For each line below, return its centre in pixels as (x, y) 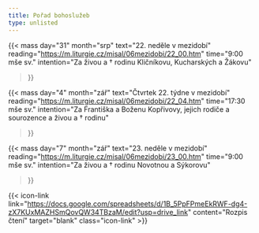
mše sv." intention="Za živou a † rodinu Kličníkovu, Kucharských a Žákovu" (130, 62)
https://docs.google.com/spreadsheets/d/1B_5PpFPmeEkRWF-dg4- (137, 203)
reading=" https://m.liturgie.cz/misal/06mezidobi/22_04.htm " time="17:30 (127, 101)
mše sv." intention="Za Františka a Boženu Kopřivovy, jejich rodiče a (119, 109)
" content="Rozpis (218, 212)
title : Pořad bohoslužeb (49, 15)
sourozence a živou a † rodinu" (58, 117)
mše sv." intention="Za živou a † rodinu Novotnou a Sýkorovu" (109, 165)
